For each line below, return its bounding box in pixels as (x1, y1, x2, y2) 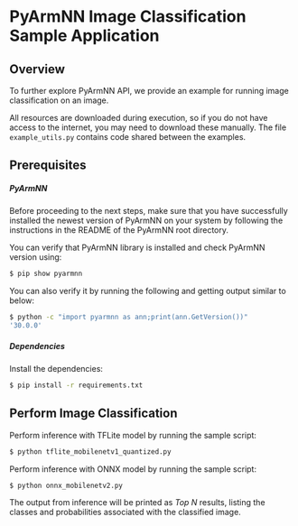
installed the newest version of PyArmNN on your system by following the (9, 215, 284, 226)
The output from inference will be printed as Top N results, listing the (9, 497, 265, 508)
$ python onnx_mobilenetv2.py (9, 481, 124, 490)
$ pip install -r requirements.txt (9, 381, 144, 390)
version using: (9, 252, 62, 263)
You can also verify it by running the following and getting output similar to (9, 286, 286, 297)
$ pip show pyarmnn (9, 269, 83, 279)
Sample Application (9, 25, 160, 46)
